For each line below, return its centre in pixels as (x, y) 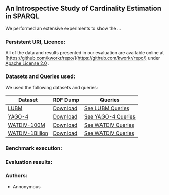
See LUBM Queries (107, 108)
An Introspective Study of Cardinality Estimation (83, 8)
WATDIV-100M (26, 125)
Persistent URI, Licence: (36, 42)
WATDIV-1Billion (28, 133)
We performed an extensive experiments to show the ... (63, 28)
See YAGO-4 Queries (110, 117)
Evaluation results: (29, 162)
